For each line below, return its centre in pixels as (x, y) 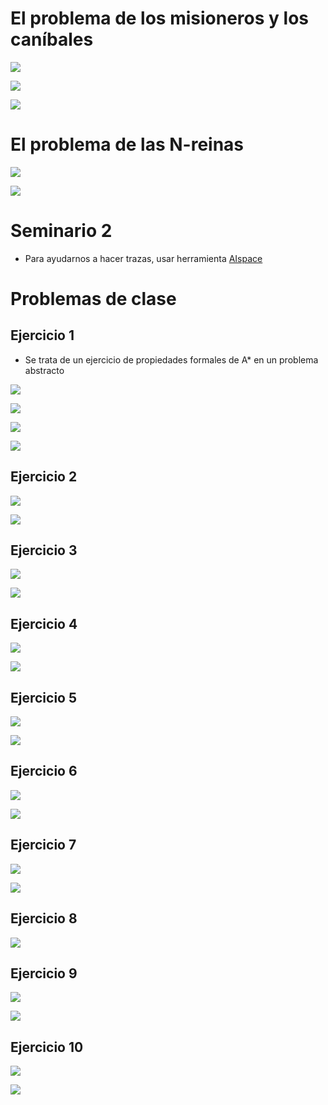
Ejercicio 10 (47, 1047)
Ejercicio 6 (44, 771)
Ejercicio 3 (44, 550)
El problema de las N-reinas (127, 144)
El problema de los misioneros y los (159, 18)
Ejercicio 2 (44, 477)
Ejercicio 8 (44, 918)
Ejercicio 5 (44, 697)
